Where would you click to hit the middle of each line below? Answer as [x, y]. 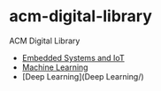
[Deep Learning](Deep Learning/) [83, 76]
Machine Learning [55, 67]
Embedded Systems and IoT [73, 57]
